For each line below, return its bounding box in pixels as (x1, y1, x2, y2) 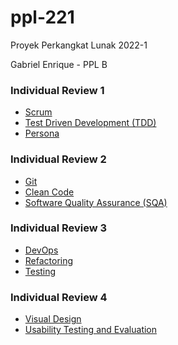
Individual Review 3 (10, 221, 108, 235)
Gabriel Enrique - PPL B (10, 58, 108, 70)
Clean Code (24, 186, 75, 198)
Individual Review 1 (10, 83, 105, 97)
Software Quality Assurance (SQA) (24, 196, 168, 208)
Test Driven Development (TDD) (24, 117, 157, 129)
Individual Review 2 (10, 152, 107, 166)
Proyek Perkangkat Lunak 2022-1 (10, 39, 148, 51)
